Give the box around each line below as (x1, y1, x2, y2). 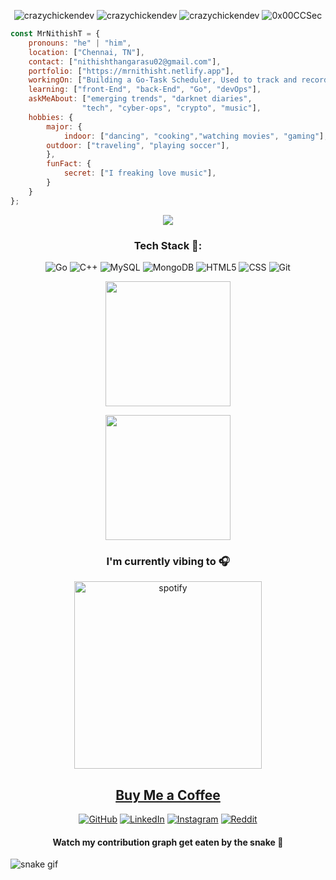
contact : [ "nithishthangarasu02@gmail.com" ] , (28, 56, 222, 67)
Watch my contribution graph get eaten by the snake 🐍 (52, 836, 284, 848)
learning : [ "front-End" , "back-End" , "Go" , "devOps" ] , (28, 85, 262, 95)
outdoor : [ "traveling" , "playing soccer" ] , (46, 140, 230, 150)
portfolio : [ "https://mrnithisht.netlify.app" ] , (28, 66, 235, 76)
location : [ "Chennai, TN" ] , (28, 47, 145, 57)
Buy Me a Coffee (115, 786, 221, 804)
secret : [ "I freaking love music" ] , (63, 168, 217, 179)
